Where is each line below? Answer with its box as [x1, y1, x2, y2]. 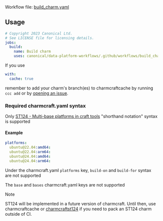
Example [5, 130, 23, 136]
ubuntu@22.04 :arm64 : [9, 150, 51, 154]
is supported [5, 119, 31, 124]
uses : [14, 53, 25, 59]
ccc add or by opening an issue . [5, 90, 69, 96]
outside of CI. [5, 211, 33, 217]
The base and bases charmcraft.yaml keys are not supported [5, 182, 125, 187]
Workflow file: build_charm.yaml [5, 4, 69, 10]
